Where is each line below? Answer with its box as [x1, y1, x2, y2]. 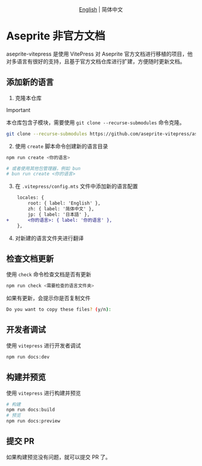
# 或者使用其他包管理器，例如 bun [6, 165, 81, 171]
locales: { [17, 195, 44, 201]
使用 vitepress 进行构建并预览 [6, 389, 81, 397]
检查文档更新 [6, 253, 54, 264]
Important [6, 106, 31, 113]
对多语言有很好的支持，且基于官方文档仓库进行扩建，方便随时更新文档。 [6, 57, 185, 65]
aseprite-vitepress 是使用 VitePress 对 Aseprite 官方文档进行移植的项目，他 [6, 50, 193, 57]
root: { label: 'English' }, [28, 200, 101, 207]
